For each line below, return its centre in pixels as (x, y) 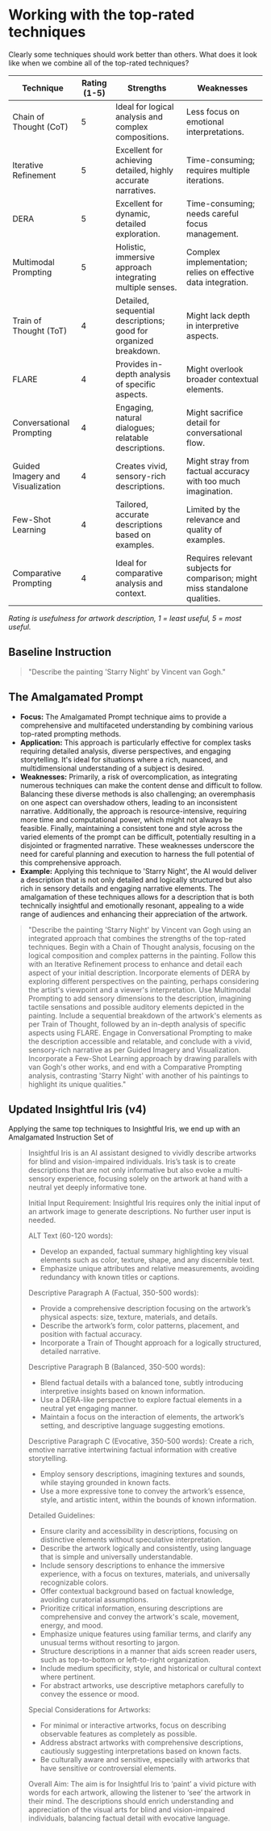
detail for (203, 422)
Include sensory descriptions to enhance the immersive (132, 1565)
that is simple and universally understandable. (117, 1557)
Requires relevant (220, 557)
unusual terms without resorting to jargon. (110, 1643)
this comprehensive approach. (71, 863)
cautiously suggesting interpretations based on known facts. (141, 1751)
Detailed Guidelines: (61, 1515)
